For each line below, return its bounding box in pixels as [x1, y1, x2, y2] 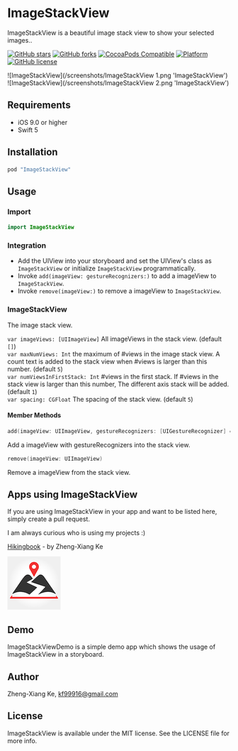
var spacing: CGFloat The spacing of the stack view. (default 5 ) [7, 395, 193, 403]
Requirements [7, 99, 71, 111]
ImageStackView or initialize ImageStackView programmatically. [17, 264, 196, 273]
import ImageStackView [7, 224, 74, 231]
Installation [7, 146, 58, 158]
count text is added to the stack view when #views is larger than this [7, 357, 208, 366]
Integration [7, 240, 47, 250]
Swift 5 [17, 126, 39, 134]
